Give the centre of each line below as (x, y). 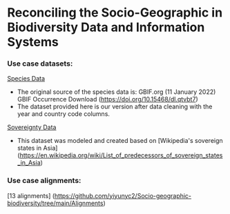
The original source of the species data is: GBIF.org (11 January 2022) (116, 92)
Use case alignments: (44, 181)
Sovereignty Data (32, 127)
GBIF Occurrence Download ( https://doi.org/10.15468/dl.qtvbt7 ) (107, 99)
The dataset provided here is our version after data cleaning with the (115, 107)
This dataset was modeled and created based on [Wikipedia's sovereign (120, 141)
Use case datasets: (40, 64)
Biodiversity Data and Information (106, 27)
